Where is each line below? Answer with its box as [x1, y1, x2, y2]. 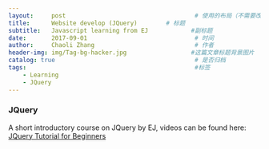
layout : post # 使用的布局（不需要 [8, 11, 256, 20]
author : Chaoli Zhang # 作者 [8, 41, 215, 49]
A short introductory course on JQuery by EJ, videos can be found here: [8, 123, 247, 132]
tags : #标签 [8, 64, 211, 72]
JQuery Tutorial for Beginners [8, 131, 106, 140]
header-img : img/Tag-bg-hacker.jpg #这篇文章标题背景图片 [8, 49, 255, 57]
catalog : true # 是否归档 [8, 57, 227, 65]
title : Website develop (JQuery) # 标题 [8, 19, 186, 27]
